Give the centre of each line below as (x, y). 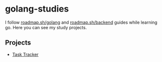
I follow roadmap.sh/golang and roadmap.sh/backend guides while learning (81, 22)
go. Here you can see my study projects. (46, 27)
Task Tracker (25, 54)
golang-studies (37, 9)
